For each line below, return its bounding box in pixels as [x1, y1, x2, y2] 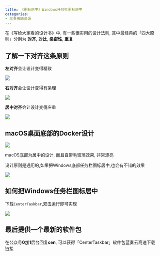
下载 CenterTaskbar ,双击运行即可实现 [5, 201, 78, 206]
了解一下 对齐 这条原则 [5, 51, 69, 60]
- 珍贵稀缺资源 [5, 16, 32, 21]
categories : [5, 12, 29, 17]
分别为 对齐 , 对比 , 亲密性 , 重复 [13, 36, 73, 42]
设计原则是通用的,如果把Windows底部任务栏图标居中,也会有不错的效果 [5, 162, 145, 168]
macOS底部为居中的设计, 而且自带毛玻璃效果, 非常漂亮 [5, 152, 114, 158]
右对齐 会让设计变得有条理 [5, 85, 56, 91]
